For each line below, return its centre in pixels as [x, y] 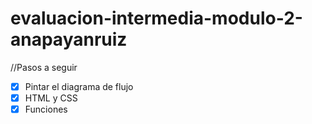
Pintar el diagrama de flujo [79, 86]
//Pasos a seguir [44, 67]
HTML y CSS [51, 98]
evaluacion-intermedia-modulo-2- [156, 18]
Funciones [46, 109]
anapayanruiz [69, 39]
